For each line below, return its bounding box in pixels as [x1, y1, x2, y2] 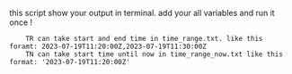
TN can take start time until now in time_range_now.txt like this [25, 50, 283, 59]
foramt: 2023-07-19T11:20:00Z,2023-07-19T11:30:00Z [9, 42, 207, 51]
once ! [9, 17, 33, 28]
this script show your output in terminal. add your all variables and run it [9, 8, 276, 18]
